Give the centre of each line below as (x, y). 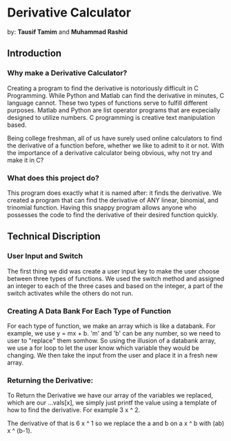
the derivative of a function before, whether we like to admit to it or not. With (116, 145)
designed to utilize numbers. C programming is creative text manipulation (111, 117)
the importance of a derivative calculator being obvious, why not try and (110, 152)
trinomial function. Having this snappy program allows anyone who (102, 207)
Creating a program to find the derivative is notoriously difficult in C (103, 88)
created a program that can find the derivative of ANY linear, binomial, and (113, 200)
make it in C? (26, 160)
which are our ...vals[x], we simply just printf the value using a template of (112, 403)
